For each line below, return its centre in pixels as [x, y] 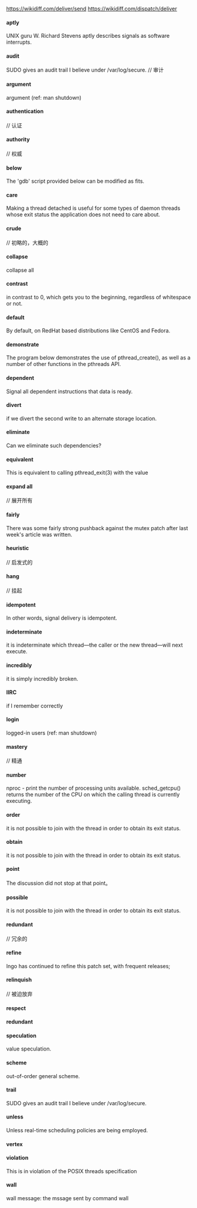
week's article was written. [39, 534]
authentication [25, 111]
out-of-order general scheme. [43, 1076]
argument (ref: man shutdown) [44, 97]
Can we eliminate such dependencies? [54, 446]
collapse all [20, 270]
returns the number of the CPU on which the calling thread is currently [93, 795]
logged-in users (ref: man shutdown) [51, 733]
